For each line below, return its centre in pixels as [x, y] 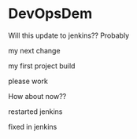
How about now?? [37, 96]
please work [28, 81]
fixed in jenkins [33, 126]
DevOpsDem [50, 14]
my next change [34, 50]
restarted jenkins [35, 112]
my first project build [42, 66]
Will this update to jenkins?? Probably [69, 35]
